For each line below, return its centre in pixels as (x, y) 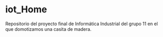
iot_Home (26, 10)
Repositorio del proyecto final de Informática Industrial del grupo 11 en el (81, 24)
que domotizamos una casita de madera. (48, 29)
